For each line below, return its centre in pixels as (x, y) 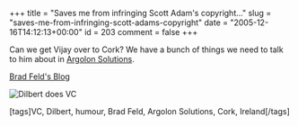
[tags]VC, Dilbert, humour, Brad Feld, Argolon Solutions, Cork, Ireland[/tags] (149, 111)
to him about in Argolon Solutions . (72, 59)
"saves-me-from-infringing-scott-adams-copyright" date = (119, 22)
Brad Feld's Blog (39, 76)
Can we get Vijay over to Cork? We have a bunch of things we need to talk (147, 49)
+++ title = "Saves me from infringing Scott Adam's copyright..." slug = (140, 13)
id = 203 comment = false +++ (141, 32)
